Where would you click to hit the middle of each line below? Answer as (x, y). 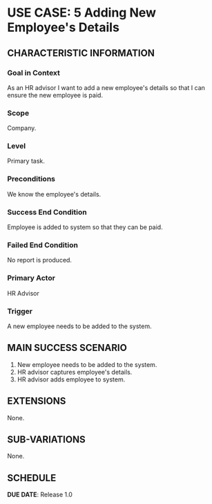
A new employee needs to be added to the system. (79, 326)
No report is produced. (40, 260)
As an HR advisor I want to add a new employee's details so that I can (106, 87)
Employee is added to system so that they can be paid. (85, 227)
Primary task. (26, 161)
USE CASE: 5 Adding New (82, 13)
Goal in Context (34, 73)
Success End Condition (47, 212)
